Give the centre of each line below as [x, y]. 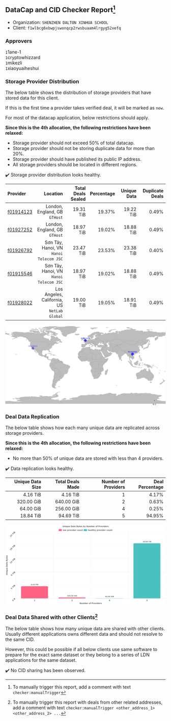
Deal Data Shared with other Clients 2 [52, 617]
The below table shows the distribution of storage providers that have [78, 93]
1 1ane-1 [13, 52]
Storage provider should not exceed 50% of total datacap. [74, 143]
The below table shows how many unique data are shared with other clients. [85, 628]
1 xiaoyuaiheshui [22, 68]
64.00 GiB [31, 509]
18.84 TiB [31, 516]
